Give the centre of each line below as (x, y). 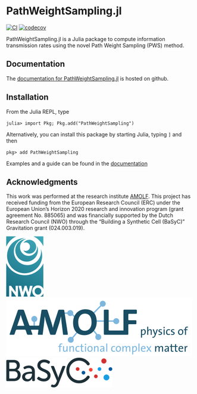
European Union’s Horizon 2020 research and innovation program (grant (95, 209)
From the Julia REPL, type (38, 111)
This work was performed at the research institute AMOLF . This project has (98, 196)
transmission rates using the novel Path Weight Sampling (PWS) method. (95, 45)
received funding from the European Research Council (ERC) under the (93, 203)
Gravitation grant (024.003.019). (46, 228)
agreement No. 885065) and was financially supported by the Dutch (90, 215)
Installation (27, 97)
